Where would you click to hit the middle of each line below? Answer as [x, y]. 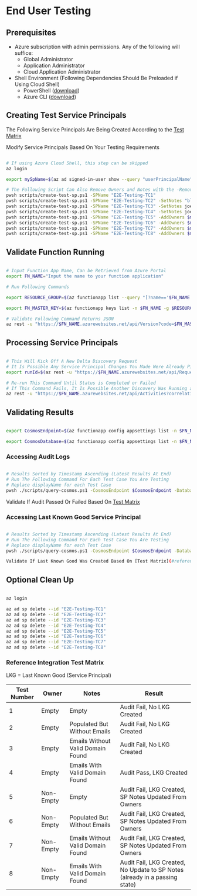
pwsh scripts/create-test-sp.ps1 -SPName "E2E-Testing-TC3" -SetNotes [94, 206]
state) [128, 885]
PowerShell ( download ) [52, 90]
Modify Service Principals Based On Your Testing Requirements [83, 147]
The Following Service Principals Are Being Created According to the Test [95, 129]
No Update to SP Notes [152, 870]
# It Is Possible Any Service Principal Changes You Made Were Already [95, 366]
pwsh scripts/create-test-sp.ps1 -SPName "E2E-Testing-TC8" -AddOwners [95, 234]
